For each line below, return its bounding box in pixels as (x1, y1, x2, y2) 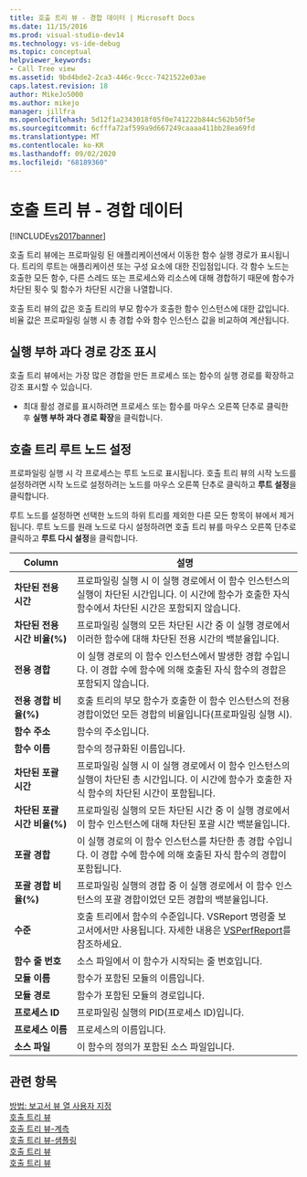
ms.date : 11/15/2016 (9, 22, 89, 31)
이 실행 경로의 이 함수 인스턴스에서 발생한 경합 (76, 650, 263, 663)
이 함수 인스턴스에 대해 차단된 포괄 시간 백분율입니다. (76, 818, 291, 831)
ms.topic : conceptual (9, 48, 92, 57)
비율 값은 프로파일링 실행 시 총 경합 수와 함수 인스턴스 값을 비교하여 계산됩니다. (9, 314, 290, 325)
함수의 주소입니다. (76, 726, 150, 738)
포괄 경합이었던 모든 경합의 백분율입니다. (104, 893, 269, 906)
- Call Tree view (9, 65, 76, 74)
